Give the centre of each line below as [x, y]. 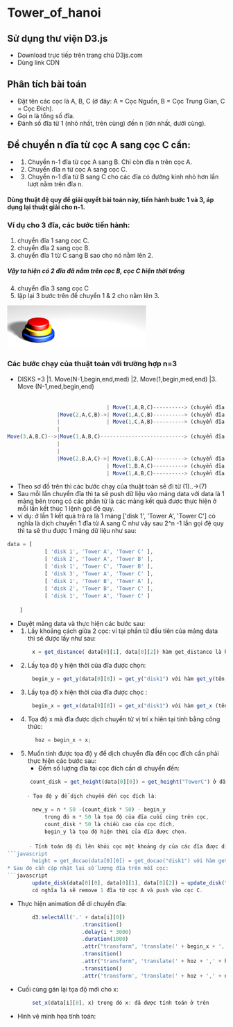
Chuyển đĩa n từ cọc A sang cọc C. [77, 169]
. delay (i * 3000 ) [106, 932]
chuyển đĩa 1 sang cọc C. [53, 240]
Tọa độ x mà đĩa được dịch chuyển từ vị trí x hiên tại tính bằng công [124, 719]
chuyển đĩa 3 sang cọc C [53, 288]
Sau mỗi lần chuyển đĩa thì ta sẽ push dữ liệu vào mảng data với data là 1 [121, 494]
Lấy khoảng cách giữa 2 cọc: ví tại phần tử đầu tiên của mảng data [123, 631]
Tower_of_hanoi [54, 13]
